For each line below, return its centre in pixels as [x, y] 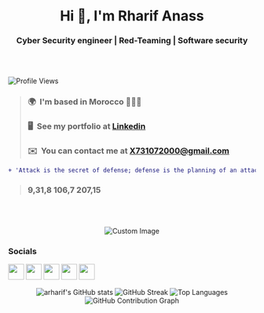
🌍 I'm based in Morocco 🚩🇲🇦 [84, 102]
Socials [22, 251]
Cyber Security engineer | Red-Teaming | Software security [132, 41]
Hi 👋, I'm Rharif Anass [132, 16]
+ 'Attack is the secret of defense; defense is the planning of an [123, 170]
